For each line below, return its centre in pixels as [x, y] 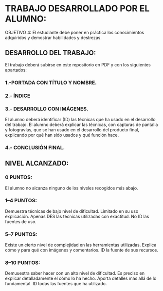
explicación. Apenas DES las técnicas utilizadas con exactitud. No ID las [77, 216]
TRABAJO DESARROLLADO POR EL [77, 9]
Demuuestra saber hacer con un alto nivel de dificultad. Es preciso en [75, 273]
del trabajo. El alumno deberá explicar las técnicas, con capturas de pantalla [81, 125]
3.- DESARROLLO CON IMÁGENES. [47, 109]
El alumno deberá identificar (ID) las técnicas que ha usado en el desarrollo [80, 119]
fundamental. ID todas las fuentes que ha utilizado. [56, 284]
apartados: [16, 70]
